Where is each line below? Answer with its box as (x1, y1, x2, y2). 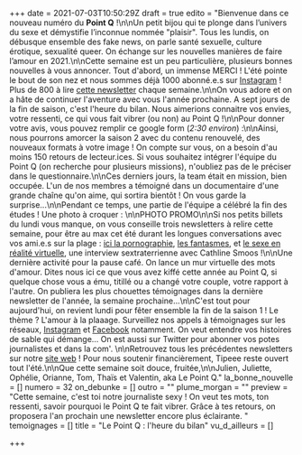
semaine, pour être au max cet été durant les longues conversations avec (9, 228, 282, 238)
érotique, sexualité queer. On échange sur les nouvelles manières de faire (9, 46, 282, 57)
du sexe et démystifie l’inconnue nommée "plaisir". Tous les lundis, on (9, 27, 270, 37)
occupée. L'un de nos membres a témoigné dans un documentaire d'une (9, 181, 279, 190)
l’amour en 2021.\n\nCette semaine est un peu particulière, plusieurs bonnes (9, 56, 293, 66)
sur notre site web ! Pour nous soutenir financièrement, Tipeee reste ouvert (9, 353, 289, 364)
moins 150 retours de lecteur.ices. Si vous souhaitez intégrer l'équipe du (9, 152, 277, 162)
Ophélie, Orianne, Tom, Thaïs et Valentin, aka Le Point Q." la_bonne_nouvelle (9, 372, 294, 383)
